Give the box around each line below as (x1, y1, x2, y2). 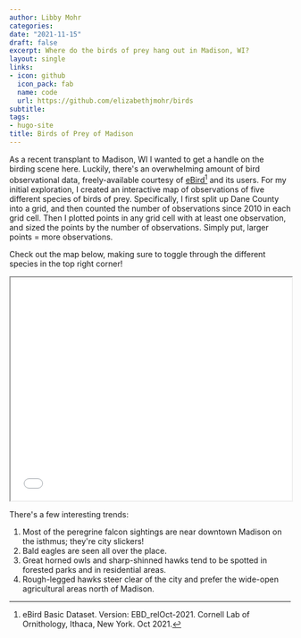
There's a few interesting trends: (9, 508, 130, 519)
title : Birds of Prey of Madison (9, 130, 134, 139)
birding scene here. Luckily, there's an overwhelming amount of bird (9, 163, 261, 174)
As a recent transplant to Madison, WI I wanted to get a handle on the (9, 154, 265, 164)
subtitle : (9, 105, 46, 113)
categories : (9, 21, 54, 30)
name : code (17, 88, 58, 97)
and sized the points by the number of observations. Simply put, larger (9, 222, 270, 232)
